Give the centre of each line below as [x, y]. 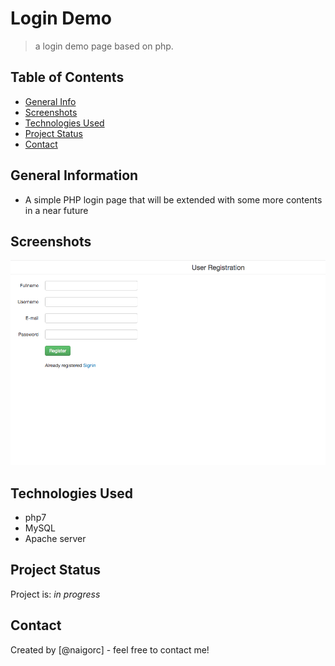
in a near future [56, 210]
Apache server [55, 539]
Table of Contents [67, 77]
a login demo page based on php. [104, 46]
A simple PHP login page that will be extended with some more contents [173, 199]
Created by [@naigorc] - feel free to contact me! [110, 649]
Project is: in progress [55, 594]
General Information [74, 175]
